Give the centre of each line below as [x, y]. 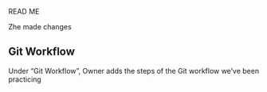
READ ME [24, 11]
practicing [25, 79]
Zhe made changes [40, 27]
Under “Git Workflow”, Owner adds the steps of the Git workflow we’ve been [134, 71]
